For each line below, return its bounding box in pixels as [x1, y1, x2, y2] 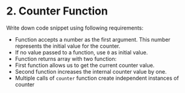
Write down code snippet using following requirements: [6, 24, 143, 31]
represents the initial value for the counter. [14, 42, 121, 50]
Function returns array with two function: [14, 55, 117, 62]
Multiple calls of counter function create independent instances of [14, 74, 179, 82]
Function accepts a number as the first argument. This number [14, 36, 171, 43]
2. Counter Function [6, 4, 108, 18]
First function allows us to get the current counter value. [14, 62, 155, 69]
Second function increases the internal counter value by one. [14, 68, 167, 75]
